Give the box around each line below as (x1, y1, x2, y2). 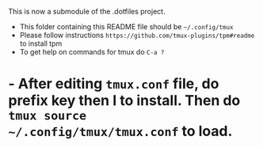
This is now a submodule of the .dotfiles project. (8, 7, 166, 16)
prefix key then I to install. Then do (8, 92, 241, 110)
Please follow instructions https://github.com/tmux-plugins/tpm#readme (19, 31, 255, 40)
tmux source (8, 108, 87, 123)
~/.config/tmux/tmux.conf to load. (8, 122, 233, 141)
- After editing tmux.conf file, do (8, 75, 219, 93)
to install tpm (19, 39, 63, 48)
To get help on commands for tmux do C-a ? (19, 47, 165, 56)
